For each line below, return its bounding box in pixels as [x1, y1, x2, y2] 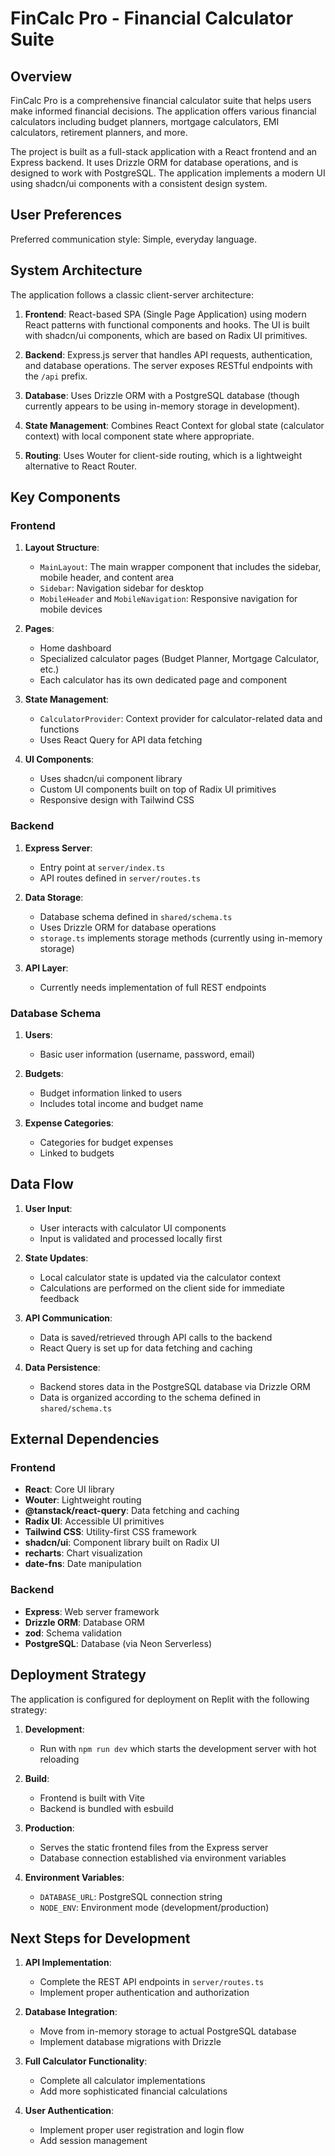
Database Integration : [24, 2006, 118, 2018]
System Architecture [10, 262, 143, 279]
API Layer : [24, 962, 69, 974]
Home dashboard [39, 642, 112, 654]
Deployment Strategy [10, 1667, 147, 1684]
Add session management [39, 2135, 148, 2147]
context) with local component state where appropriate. [24, 430, 255, 442]
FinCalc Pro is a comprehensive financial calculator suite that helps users [10, 95, 312, 106]
